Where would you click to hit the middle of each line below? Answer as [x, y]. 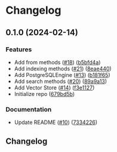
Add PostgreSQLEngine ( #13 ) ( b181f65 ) [62, 75]
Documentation [29, 109]
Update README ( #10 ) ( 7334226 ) [56, 122]
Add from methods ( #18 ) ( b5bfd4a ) [57, 62]
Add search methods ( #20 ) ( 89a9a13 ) [61, 81]
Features [19, 49]
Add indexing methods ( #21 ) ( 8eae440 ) [63, 69]
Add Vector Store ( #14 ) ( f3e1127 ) [54, 88]
